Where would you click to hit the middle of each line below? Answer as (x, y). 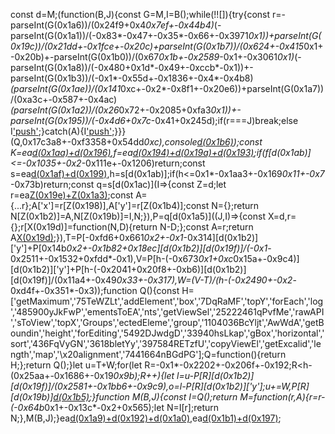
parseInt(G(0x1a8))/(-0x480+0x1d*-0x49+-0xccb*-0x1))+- (132, 67)
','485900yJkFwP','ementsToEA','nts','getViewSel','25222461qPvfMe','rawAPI (167, 312)
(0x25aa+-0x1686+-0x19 (62, 375)
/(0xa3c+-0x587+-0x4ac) (64, 99)
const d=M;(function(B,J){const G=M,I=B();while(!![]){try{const (140, 14)
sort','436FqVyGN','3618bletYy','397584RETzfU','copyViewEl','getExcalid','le (166, 343)
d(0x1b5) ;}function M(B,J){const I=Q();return (145, 397)
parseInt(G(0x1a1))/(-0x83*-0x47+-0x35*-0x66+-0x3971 (129, 35)
